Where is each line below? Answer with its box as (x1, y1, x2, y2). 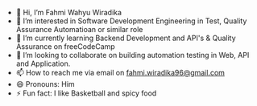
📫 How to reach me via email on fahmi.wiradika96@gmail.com (15, 68, 226, 77)
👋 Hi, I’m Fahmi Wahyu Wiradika (15, 8, 122, 17)
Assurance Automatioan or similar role (15, 25, 143, 34)
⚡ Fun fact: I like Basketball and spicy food (15, 88, 157, 98)
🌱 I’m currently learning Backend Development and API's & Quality (15, 33, 236, 43)
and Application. (15, 59, 71, 68)
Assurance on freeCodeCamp (15, 42, 115, 51)
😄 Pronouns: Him (15, 79, 75, 88)
